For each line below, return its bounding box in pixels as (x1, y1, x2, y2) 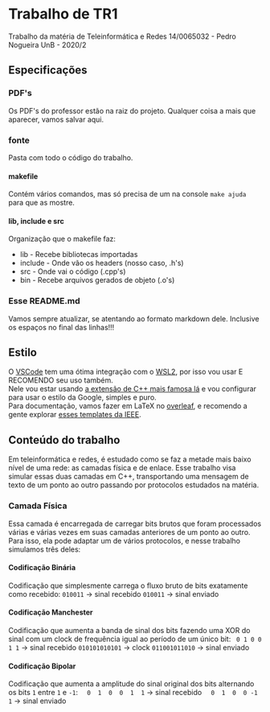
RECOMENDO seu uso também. (8, 375, 114, 385)
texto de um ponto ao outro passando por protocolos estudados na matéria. (8, 480, 260, 490)
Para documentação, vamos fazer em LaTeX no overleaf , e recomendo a (8, 401, 247, 411)
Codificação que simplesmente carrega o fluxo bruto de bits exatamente (8, 581, 248, 590)
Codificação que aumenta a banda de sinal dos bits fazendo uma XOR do (8, 625, 251, 635)
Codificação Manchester (8, 607, 93, 617)
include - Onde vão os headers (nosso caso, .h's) (19, 259, 184, 268)
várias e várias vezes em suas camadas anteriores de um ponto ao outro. (8, 527, 251, 536)
